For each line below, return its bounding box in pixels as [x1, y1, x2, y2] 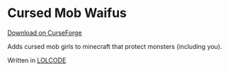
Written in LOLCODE [7, 55, 67, 65]
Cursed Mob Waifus [7, 5, 127, 21]
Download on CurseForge [7, 28, 83, 37]
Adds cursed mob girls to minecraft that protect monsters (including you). [7, 42, 222, 50]
